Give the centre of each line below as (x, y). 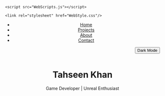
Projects (86, 30)
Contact (86, 40)
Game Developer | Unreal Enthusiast (82, 88)
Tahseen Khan (82, 75)
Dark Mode (147, 50)
